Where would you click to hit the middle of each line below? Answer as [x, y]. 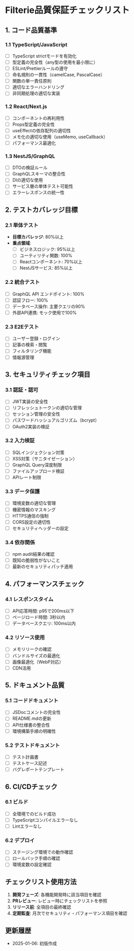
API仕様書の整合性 [31, 725]
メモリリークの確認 [32, 649]
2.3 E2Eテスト [22, 327]
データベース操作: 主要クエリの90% [49, 306]
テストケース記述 [30, 763]
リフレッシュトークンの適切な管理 [47, 408]
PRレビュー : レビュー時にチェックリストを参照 [60, 901]
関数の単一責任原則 [32, 81]
